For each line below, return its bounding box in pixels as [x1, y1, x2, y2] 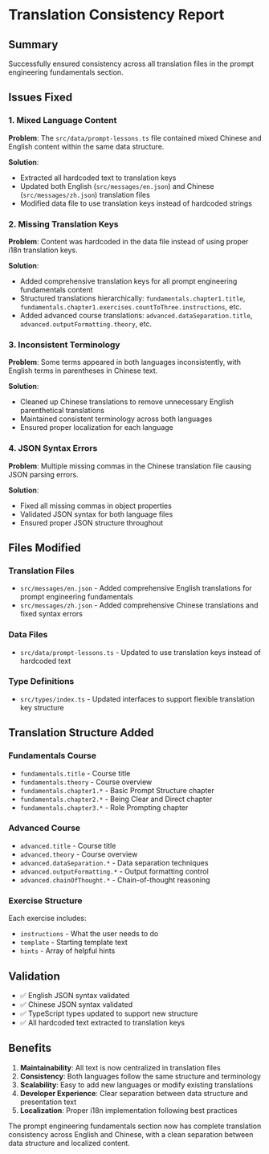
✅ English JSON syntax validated [19, 990, 130, 1000]
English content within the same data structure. [8, 141, 165, 151]
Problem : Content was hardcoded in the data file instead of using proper [8, 236, 249, 246]
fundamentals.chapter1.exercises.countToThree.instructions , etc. [19, 301, 243, 311]
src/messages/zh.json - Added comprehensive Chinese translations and [19, 600, 259, 610]
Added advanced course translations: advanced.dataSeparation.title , [19, 310, 253, 320]
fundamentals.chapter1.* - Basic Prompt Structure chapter [19, 785, 214, 795]
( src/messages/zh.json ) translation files [19, 190, 150, 199]
